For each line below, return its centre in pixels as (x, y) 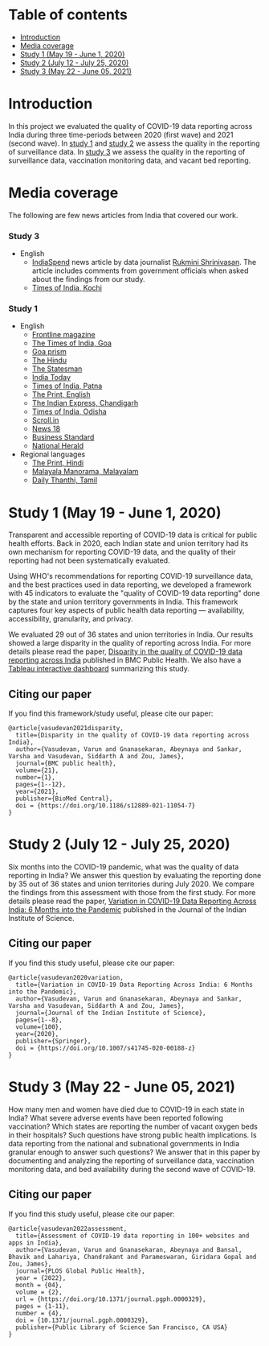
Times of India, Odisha (69, 411)
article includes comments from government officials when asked (140, 270)
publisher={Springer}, (53, 1041)
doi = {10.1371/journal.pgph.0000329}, (82, 1320)
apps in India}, (35, 1243)
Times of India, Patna (67, 386)
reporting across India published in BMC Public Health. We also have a (125, 660)
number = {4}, (39, 1313)
